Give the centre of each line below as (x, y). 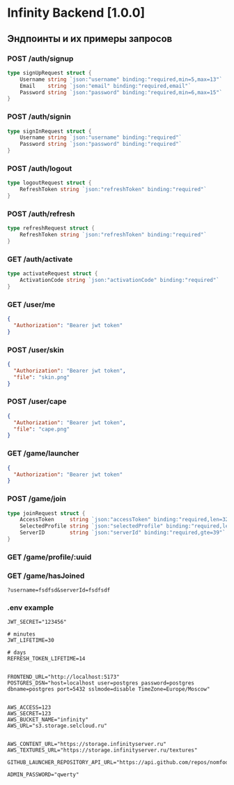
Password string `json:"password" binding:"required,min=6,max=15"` (121, 92)
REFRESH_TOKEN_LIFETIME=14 (46, 659)
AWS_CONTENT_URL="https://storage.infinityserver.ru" (87, 745)
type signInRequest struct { (49, 131)
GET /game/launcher (43, 454)
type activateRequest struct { (53, 274)
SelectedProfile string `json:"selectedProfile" (92, 526)
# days (17, 653)
